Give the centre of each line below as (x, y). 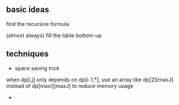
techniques (27, 54)
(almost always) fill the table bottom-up (54, 35)
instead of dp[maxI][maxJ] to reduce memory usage (70, 86)
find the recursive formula (38, 24)
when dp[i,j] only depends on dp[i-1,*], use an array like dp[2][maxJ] (90, 80)
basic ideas (28, 10)
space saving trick (37, 68)
